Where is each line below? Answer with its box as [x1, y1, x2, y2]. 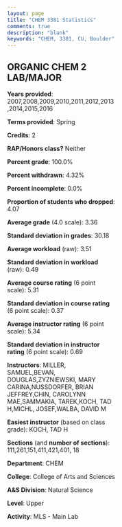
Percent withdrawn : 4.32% [7, 171, 85, 179]
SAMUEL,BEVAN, [7, 368, 56, 376]
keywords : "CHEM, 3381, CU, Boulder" [7, 36, 115, 43]
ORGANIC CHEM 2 [7, 61, 87, 73]
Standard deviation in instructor [7, 340, 100, 349]
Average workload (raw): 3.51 [7, 244, 92, 253]
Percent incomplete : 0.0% [7, 184, 83, 192]
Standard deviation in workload [7, 258, 99, 266]
